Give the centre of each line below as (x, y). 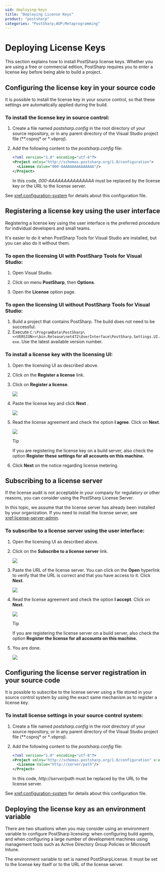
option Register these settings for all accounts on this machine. (78, 456)
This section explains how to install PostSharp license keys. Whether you (79, 62)
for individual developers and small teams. (48, 228)
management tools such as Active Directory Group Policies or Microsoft (78, 844)
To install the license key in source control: (57, 118)
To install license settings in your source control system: (74, 715)
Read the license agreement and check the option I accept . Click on (81, 599)
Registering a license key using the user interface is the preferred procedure (82, 223)
